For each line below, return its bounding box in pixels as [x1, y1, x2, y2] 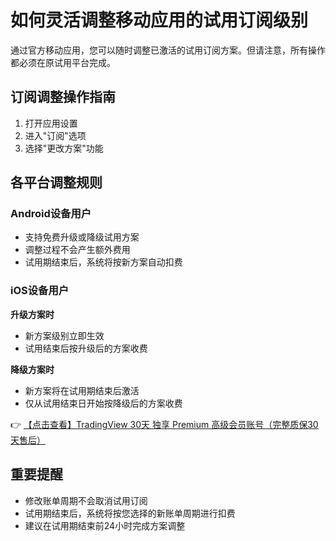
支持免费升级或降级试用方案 [24, 231, 140, 243]
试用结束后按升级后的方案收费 [24, 342, 148, 354]
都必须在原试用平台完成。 [10, 56, 116, 68]
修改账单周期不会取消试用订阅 [24, 494, 148, 506]
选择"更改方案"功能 [24, 142, 104, 154]
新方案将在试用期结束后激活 [24, 384, 140, 396]
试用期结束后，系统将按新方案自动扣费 [24, 256, 183, 268]
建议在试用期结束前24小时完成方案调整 [24, 519, 186, 531]
